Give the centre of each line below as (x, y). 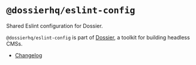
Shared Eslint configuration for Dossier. (55, 26)
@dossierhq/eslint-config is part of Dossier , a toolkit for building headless (98, 37)
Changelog (28, 55)
